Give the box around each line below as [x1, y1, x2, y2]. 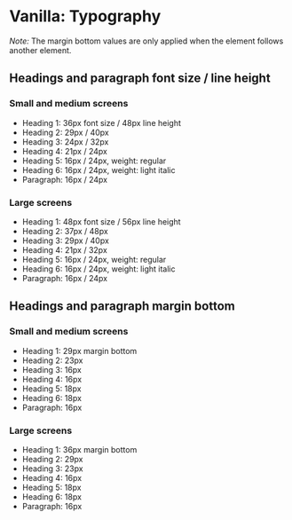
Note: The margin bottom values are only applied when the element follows [9, 35, 284, 46]
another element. [9, 44, 72, 55]
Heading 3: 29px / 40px [21, 235, 109, 246]
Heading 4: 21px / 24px [21, 146, 108, 156]
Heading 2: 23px [21, 355, 83, 366]
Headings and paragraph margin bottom [9, 299, 235, 314]
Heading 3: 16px [21, 364, 83, 374]
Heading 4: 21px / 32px [21, 244, 108, 255]
